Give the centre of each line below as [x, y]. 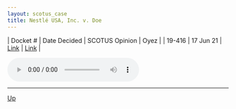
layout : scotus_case [38, 14]
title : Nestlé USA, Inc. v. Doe [54, 20]
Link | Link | [24, 48]
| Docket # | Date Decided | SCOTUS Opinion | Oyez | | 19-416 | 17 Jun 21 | [115, 40]
